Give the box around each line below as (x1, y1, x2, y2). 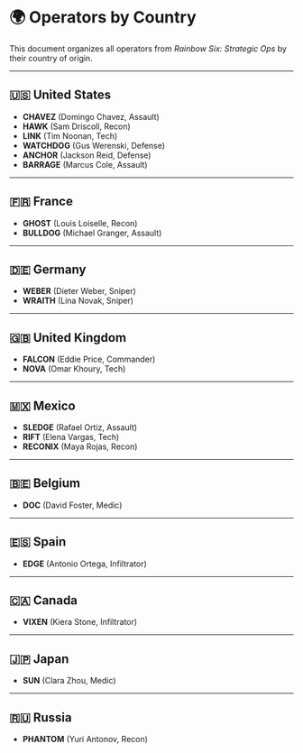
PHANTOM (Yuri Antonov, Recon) (22, 734, 149, 745)
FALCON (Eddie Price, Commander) (22, 354, 156, 365)
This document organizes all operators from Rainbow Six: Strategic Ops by (9, 42, 287, 54)
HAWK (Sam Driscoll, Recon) (22, 121, 131, 132)
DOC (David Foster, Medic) (22, 500, 123, 510)
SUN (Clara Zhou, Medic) (22, 675, 116, 686)
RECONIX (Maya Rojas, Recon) (22, 441, 138, 452)
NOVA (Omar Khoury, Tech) (22, 363, 126, 374)
